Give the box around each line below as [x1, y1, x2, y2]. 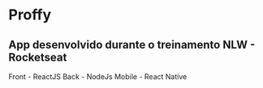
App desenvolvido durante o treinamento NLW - [8, 38, 256, 52]
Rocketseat [8, 50, 67, 64]
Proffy [8, 6, 52, 24]
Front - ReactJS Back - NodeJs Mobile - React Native [8, 72, 188, 82]
